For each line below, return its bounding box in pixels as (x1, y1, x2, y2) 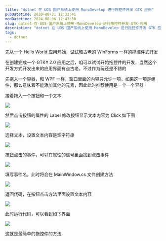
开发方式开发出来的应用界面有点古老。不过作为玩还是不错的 (5, 65, 126, 71)
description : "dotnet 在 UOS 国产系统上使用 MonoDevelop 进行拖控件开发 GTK (5, 26, 156, 31)
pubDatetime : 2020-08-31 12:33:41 (5, 12, 77, 17)
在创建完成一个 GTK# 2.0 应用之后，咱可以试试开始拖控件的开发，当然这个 (5, 59, 157, 65)
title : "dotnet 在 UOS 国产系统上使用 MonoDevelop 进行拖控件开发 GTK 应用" (5, 7, 154, 12)
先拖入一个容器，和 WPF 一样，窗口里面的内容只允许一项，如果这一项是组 (5, 76, 156, 82)
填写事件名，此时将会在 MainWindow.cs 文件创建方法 (5, 171, 114, 177)
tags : (5, 30, 16, 35)
